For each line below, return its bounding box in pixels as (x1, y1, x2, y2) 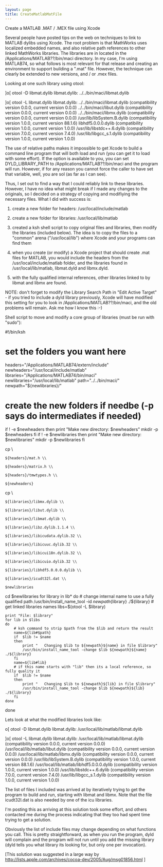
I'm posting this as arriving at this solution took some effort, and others (5, 806, 147, 812)
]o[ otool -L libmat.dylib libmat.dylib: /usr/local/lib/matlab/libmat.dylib (5, 736, 144, 741)
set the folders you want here (5, 346, 127, 357)
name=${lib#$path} (14, 631, 51, 635)
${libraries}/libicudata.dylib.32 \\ (5, 533, 82, 539)
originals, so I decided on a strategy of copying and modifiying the (5, 191, 138, 197)
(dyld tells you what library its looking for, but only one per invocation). (5, 842, 147, 848)
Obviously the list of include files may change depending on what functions (5, 826, 156, 832)
